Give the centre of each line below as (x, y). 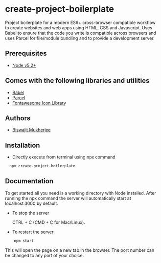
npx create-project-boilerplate (43, 166)
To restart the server (33, 232)
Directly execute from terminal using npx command (64, 157)
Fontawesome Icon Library (39, 103)
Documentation (29, 181)
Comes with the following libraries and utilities (77, 81)
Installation (23, 145)
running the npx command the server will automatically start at (68, 198)
